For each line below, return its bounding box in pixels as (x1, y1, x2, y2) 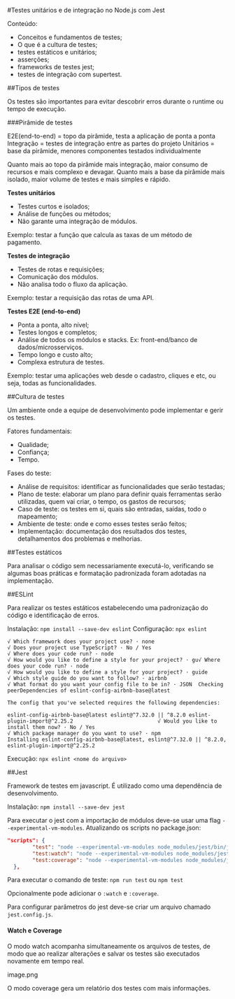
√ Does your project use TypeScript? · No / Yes (7, 644, 152, 651)
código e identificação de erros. (7, 611, 99, 619)
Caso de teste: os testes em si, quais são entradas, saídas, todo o (17, 505, 207, 513)
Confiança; (17, 448, 50, 456)
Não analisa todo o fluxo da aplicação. (17, 280, 128, 288)
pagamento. (7, 238, 42, 246)
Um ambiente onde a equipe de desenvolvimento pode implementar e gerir (7, 406, 224, 414)
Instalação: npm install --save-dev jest (7, 802, 125, 811)
